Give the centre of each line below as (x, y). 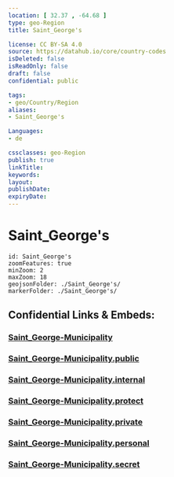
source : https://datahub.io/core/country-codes (87, 52)
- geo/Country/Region (43, 102)
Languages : (26, 131)
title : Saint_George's (45, 30)
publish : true (31, 160)
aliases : (22, 110)
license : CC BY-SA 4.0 (45, 44)
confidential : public (43, 81)
